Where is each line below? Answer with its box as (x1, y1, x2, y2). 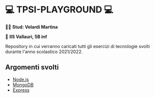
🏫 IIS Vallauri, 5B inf (5, 33, 47, 39)
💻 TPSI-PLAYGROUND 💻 (5, 4, 114, 15)
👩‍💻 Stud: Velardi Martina (5, 23, 58, 30)
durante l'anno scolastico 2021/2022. (5, 48, 83, 54)
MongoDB (12, 81, 34, 87)
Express (12, 87, 30, 93)
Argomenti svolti (5, 63, 59, 71)
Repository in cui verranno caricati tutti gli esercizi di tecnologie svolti (5, 43, 150, 49)
